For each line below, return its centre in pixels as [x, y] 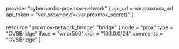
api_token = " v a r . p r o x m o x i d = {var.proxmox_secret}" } [70, 15]
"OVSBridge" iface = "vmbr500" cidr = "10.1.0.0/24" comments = [85, 33]
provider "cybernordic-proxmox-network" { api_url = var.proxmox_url [89, 8]
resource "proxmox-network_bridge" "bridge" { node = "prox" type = [90, 27]
